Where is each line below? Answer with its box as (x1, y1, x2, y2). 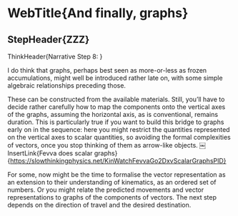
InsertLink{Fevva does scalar (7, 149, 93, 158)
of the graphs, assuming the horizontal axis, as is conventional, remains (7, 110, 219, 118)
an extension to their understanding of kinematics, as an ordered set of (7, 178, 217, 186)
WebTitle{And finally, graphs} (7, 5, 189, 21)
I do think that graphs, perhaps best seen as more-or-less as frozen (7, 66, 207, 74)
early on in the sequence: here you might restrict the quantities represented (7, 125, 230, 133)
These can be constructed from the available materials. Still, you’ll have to (7, 95, 225, 103)
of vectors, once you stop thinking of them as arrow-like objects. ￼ (7, 141, 206, 149)
